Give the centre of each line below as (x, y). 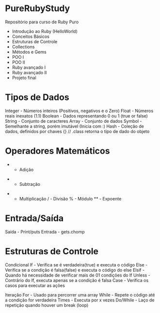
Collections (23, 47)
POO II (18, 62)
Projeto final (24, 78)
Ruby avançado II (29, 72)
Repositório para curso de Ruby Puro (42, 22)
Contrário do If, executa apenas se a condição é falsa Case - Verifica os (77, 280)
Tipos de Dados (37, 97)
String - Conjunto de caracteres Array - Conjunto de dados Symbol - (73, 121)
